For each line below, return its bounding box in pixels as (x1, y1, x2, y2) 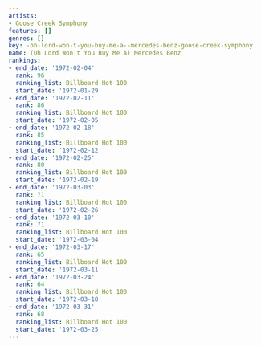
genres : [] (8, 34, 45, 43)
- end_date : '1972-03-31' (8, 303, 95, 311)
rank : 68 (15, 310, 45, 318)
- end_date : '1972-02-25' (8, 153, 95, 161)
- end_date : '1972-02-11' (8, 94, 95, 102)
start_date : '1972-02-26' (15, 206, 103, 214)
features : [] (8, 26, 52, 35)
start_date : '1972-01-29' (15, 86, 103, 95)
